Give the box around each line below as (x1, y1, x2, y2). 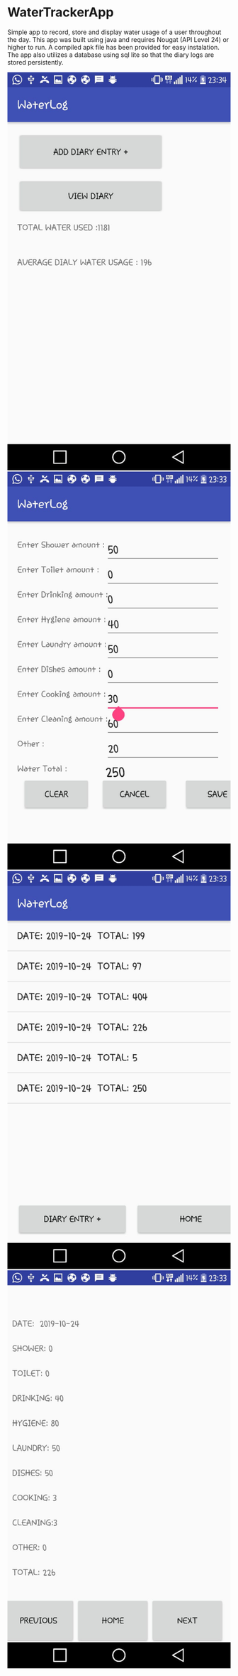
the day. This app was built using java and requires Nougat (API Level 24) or (7, 35, 229, 43)
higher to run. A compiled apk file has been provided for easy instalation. (7, 43, 220, 51)
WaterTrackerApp (7, 4, 114, 21)
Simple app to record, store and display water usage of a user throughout (7, 28, 222, 36)
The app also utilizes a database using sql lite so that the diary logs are (7, 50, 215, 59)
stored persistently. (7, 58, 64, 66)
